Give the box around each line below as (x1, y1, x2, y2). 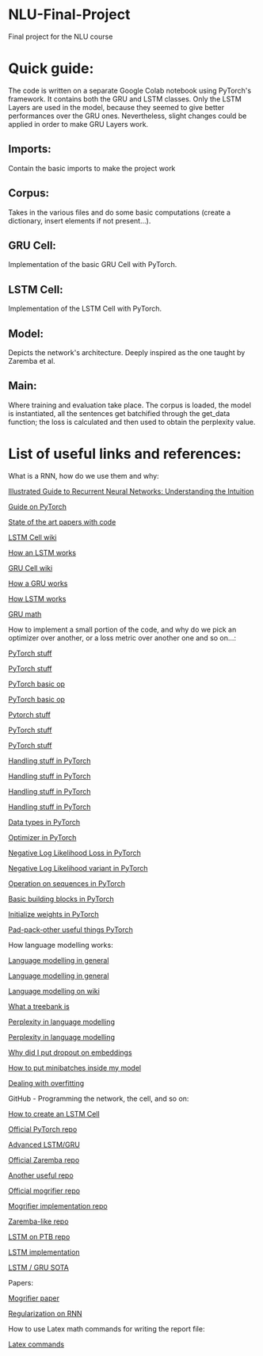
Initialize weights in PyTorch (8, 909, 99, 919)
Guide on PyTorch (8, 502, 67, 511)
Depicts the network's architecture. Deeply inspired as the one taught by (8, 347, 246, 357)
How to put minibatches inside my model (8, 1063, 141, 1072)
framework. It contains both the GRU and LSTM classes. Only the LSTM (8, 94, 242, 104)
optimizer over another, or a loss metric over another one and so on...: (8, 632, 236, 643)
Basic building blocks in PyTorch (8, 894, 115, 903)
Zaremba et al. (8, 356, 55, 365)
